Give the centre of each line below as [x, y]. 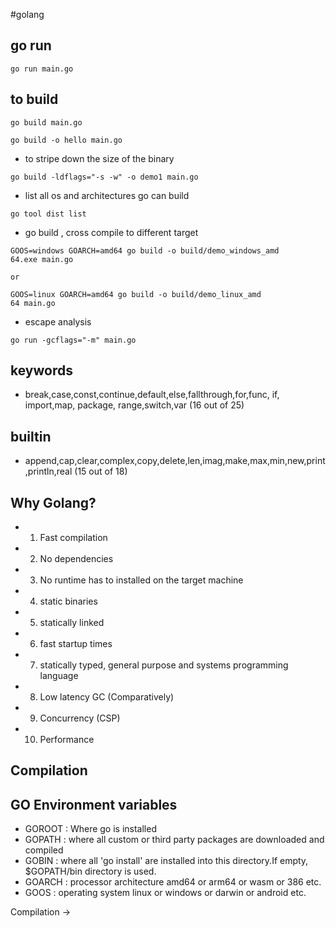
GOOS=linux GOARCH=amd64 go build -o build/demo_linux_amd [136, 294]
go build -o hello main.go [66, 140]
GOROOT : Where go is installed [90, 829]
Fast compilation [73, 538]
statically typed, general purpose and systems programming [164, 665]
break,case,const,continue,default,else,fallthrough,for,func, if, [152, 395]
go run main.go [42, 69]
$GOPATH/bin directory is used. [90, 871]
